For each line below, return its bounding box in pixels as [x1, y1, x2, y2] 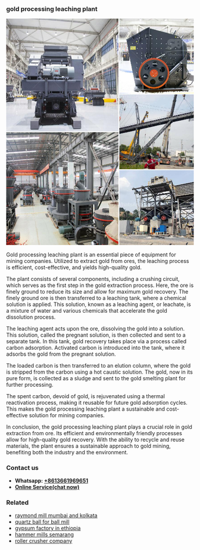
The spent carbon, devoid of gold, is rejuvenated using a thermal [6, 392, 165, 399]
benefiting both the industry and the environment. [6, 448, 129, 456]
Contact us [6, 463, 39, 472]
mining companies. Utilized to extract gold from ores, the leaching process [6, 257, 189, 264]
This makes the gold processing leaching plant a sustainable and [6, 405, 165, 412]
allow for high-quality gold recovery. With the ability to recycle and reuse [6, 436, 185, 443]
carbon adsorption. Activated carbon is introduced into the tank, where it [6, 344, 185, 351]
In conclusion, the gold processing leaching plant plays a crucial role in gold [6, 423, 192, 430]
